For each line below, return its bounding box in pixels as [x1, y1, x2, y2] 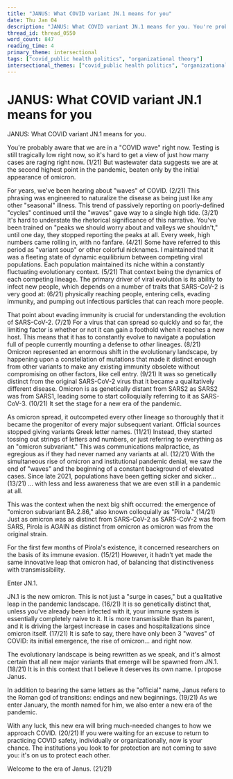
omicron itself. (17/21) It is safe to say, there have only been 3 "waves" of [7, 629, 215, 637]
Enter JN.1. [7, 579, 38, 587]
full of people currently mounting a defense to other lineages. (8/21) [7, 340, 201, 348]
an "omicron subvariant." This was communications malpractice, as [7, 442, 200, 451]
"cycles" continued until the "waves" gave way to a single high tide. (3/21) [7, 208, 218, 216]
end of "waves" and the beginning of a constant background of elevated [7, 464, 214, 473]
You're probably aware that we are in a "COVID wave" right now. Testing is [7, 143, 220, 152]
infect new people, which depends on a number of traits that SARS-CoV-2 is [7, 282, 225, 291]
